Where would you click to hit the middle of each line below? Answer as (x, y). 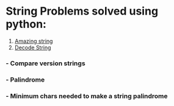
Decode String (33, 48)
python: (26, 24)
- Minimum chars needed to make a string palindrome (87, 96)
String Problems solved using (82, 11)
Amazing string (34, 41)
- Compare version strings (46, 63)
